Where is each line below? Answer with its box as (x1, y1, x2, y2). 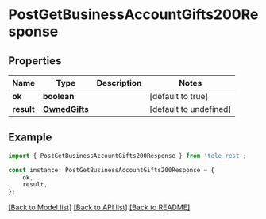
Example (8, 131, 52, 144)
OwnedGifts (42, 104, 89, 114)
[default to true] (149, 91, 209, 102)
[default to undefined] (149, 104, 232, 114)
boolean (42, 91, 75, 102)
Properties (8, 54, 62, 67)
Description (96, 78, 142, 88)
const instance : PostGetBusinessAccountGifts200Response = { (8, 166, 215, 174)
